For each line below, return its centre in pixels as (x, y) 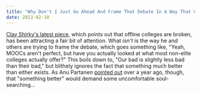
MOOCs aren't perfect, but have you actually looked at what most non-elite (99, 53)
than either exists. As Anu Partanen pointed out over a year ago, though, (95, 72)
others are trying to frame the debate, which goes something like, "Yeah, (96, 47)
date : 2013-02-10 (28, 17)
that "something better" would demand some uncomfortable (80, 79)
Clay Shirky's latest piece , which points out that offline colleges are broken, (99, 34)
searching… (21, 84)
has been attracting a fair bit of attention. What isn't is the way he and (92, 40)
